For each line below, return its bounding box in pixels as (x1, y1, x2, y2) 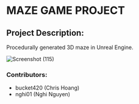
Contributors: (6, 70, 48, 79)
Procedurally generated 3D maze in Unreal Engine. (6, 44, 134, 51)
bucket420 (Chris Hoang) (15, 84, 80, 91)
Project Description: (6, 28, 84, 38)
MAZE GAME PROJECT (6, 4, 125, 18)
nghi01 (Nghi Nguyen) (15, 91, 71, 98)
